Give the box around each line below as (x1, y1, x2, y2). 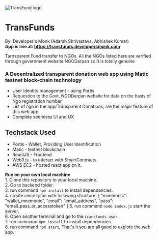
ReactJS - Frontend (12, 152, 52, 158)
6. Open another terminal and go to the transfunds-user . (5, 213, 119, 219)
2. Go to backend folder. (5, 182, 54, 188)
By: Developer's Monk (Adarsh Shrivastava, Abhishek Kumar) (5, 38, 129, 44)
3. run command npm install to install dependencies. (5, 187, 113, 193)
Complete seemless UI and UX (12, 114, 75, 120)
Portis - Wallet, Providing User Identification (12, 141, 101, 147)
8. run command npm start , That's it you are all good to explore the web (5, 224, 151, 230)
